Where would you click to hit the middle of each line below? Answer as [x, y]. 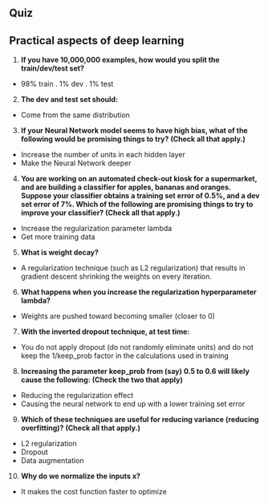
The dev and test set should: [69, 100]
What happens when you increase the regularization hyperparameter [139, 292]
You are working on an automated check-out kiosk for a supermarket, [139, 179]
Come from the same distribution [75, 115]
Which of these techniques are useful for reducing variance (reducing [140, 420]
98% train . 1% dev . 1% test [67, 84]
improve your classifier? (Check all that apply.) [100, 213]
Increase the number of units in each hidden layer [103, 155]
